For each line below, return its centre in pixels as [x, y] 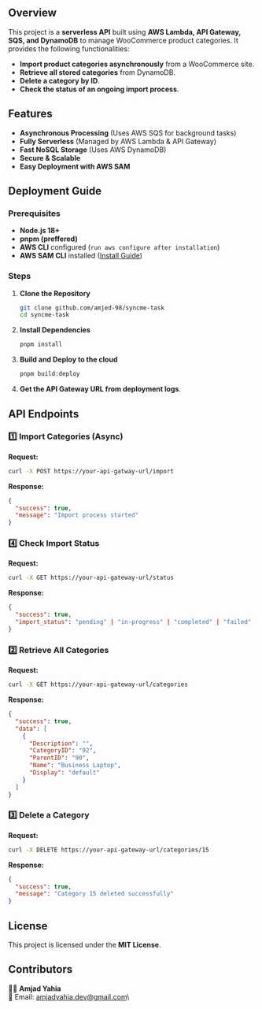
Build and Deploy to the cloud [68, 360]
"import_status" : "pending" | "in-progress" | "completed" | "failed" [133, 622]
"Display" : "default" [65, 773]
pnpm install [41, 345]
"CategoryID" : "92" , [63, 751]
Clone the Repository [55, 293]
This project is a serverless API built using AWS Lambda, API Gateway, [125, 32]
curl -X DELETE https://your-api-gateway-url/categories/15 [109, 850]
